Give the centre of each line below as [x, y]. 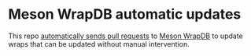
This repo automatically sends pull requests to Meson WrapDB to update [126, 36]
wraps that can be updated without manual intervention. [99, 44]
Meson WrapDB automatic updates [125, 14]
